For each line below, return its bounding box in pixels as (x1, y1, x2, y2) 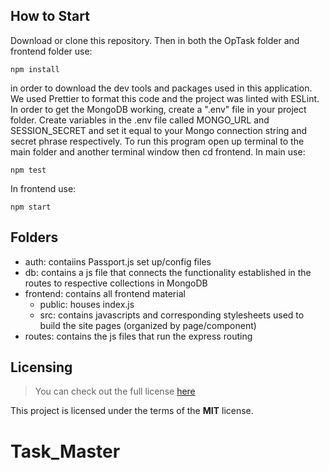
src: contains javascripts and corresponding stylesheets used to (39, 309, 305, 321)
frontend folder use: (10, 45, 93, 57)
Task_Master (10, 440, 121, 463)
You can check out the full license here (34, 385, 196, 398)
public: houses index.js (39, 298, 135, 310)
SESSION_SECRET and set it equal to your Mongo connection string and (10, 124, 308, 136)
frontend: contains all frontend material (24, 287, 186, 299)
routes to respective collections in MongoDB (24, 277, 208, 289)
